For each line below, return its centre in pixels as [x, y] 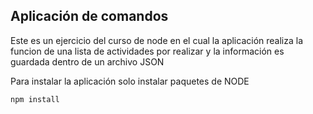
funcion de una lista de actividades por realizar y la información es [147, 51]
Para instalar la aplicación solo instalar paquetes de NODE [130, 81]
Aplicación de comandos [89, 16]
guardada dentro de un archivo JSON [87, 61]
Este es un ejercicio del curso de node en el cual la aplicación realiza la [157, 40]
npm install [35, 99]
